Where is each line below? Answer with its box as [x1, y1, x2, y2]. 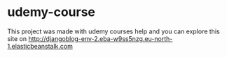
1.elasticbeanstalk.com [7, 42, 74, 50]
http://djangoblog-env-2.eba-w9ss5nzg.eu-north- [27, 34, 173, 42]
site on [7, 34, 27, 42]
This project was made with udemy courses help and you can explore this [7, 27, 220, 35]
